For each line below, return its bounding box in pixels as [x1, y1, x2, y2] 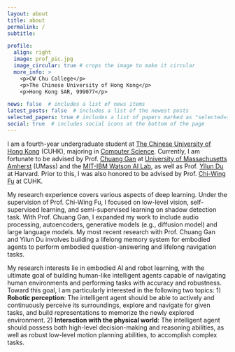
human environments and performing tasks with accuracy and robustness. [7, 278, 222, 287]
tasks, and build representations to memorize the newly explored [7, 308, 194, 316]
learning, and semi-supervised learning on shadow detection [41, 205, 217, 214]
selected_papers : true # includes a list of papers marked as [7, 114, 192, 121]
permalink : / [7, 23, 45, 30]
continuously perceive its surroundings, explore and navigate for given [7, 301, 211, 309]
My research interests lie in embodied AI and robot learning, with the [7, 264, 205, 272]
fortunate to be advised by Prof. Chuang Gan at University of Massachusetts [7, 154, 227, 163]
